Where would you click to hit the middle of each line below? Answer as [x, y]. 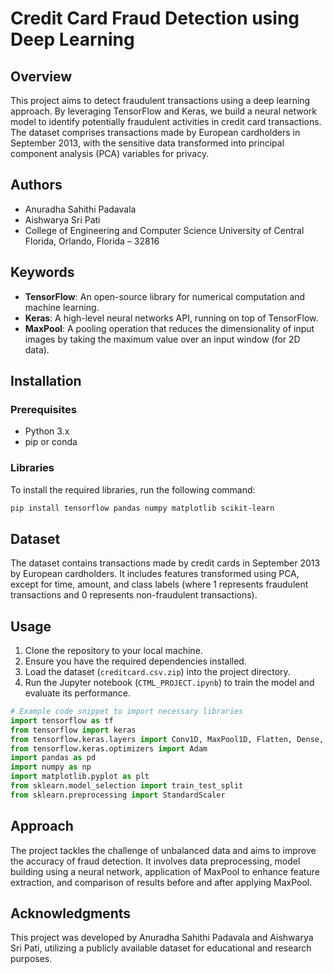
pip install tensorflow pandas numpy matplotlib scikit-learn [142, 508]
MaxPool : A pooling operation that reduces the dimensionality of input [169, 328]
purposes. [31, 959]
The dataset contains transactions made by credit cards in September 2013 [165, 563]
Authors [36, 185]
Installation [46, 381]
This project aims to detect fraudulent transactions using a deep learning [160, 100]
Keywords [42, 272]
